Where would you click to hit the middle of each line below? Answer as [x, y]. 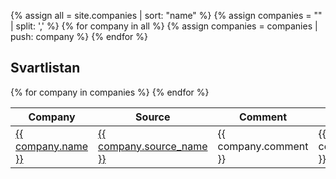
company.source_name [152, 146]
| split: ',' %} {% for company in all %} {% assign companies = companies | [164, 26]
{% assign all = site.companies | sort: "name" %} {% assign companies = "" [166, 15]
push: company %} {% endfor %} [79, 36]
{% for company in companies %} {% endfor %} [110, 92]
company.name [51, 146]
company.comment [263, 146]
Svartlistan [45, 68]
